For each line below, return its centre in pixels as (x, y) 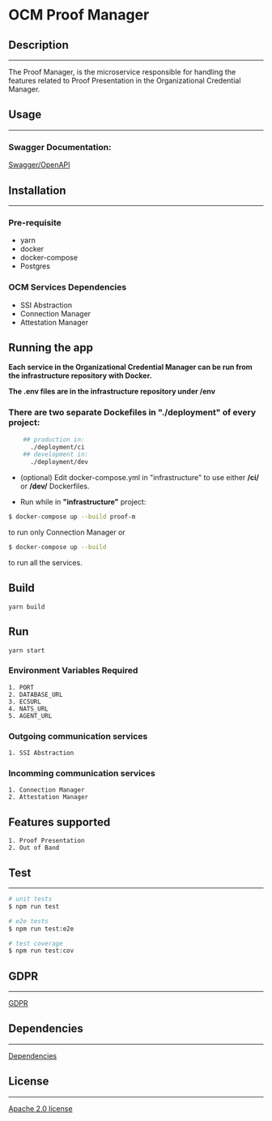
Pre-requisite (35, 222)
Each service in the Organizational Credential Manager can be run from (130, 367)
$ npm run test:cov (41, 951)
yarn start (27, 651)
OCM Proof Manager (79, 15)
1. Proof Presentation (47, 841)
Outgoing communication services (78, 736)
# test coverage (36, 943)
